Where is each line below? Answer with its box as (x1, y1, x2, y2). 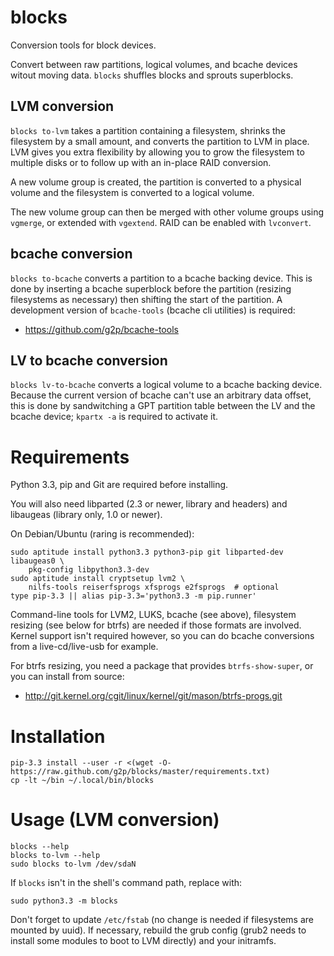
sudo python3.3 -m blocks (10, 896, 118, 906)
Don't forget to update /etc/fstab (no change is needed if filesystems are (10, 914, 314, 926)
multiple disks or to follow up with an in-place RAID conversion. (10, 156, 272, 168)
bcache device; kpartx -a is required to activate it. (10, 411, 219, 423)
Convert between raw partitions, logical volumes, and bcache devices (10, 58, 298, 70)
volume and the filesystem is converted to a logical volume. (10, 186, 255, 198)
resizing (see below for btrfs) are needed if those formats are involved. (10, 619, 302, 631)
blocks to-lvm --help (10, 851, 101, 861)
